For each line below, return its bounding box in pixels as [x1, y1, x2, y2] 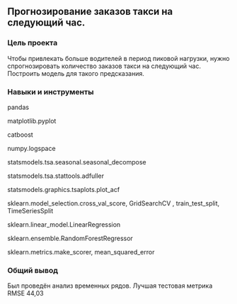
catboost [7, 130, 33, 139]
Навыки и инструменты [7, 86, 94, 96]
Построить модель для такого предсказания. [7, 69, 145, 77]
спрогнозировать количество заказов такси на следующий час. [7, 62, 202, 70]
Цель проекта [7, 38, 58, 48]
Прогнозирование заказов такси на [7, 6, 173, 18]
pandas [7, 103, 30, 111]
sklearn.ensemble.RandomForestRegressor [7, 234, 133, 242]
